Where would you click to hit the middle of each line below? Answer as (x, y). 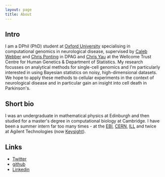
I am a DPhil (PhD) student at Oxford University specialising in (68, 46)
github (19, 164)
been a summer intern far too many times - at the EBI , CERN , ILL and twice (81, 126)
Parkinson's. (18, 88)
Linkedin (21, 169)
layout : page (18, 10)
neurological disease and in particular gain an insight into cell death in (76, 83)
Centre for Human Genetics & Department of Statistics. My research (74, 62)
